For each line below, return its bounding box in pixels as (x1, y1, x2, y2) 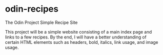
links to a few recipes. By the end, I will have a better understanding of (5, 34, 147, 40)
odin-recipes (5, 3, 59, 15)
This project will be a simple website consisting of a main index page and (5, 29, 152, 35)
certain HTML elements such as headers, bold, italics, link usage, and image (5, 39, 159, 45)
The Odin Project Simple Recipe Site (5, 19, 78, 25)
